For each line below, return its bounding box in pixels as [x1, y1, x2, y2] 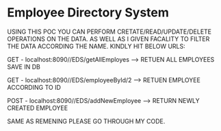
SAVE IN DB [7, 62, 41, 71]
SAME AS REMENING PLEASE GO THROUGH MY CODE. [7, 117, 166, 125]
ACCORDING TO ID [7, 83, 62, 91]
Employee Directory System [7, 5, 170, 21]
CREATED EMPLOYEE [7, 104, 68, 112]
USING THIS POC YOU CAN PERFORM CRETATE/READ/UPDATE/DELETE [7, 27, 212, 36]
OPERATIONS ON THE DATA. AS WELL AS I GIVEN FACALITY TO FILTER [7, 34, 210, 43]
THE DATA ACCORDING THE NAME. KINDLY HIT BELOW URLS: [7, 42, 186, 50]
